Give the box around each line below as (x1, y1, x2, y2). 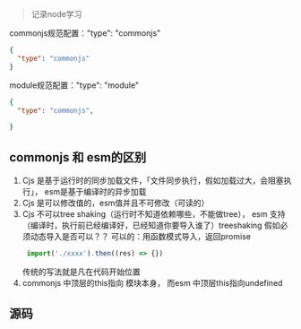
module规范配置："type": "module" (9, 80, 140, 91)
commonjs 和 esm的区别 (9, 150, 147, 165)
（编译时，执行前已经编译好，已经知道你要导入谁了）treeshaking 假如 (21, 220, 280, 230)
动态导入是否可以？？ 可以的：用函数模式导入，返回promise (30, 230, 251, 241)
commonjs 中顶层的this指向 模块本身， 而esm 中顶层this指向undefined (21, 277, 283, 288)
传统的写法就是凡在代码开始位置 (21, 266, 141, 277)
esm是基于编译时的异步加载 (44, 186, 147, 196)
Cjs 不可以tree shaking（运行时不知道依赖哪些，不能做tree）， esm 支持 (21, 208, 286, 219)
